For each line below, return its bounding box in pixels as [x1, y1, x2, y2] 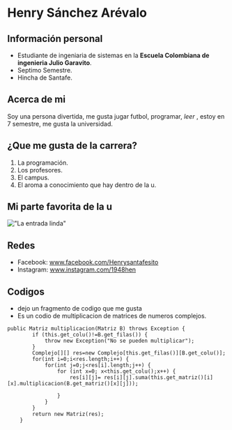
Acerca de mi [7, 94, 66, 105]
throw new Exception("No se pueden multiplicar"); [44, 337, 195, 345]
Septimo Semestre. [17, 66, 72, 74]
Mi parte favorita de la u [7, 201, 113, 213]
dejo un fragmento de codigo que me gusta [17, 304, 143, 313]
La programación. [17, 158, 68, 167]
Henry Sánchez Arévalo [7, 5, 148, 21]
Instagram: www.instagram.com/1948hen [17, 265, 137, 274]
